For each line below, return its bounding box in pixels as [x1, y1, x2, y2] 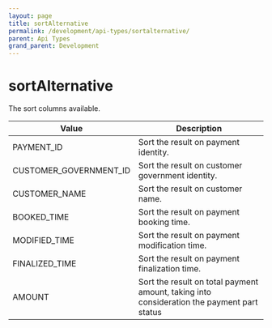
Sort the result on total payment [138, 276, 259, 288]
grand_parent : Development [8, 42, 100, 50]
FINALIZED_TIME [12, 258, 77, 270]
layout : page [8, 11, 53, 20]
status [138, 307, 162, 318]
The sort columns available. [8, 104, 101, 113]
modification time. [138, 240, 207, 251]
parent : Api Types [8, 34, 70, 43]
